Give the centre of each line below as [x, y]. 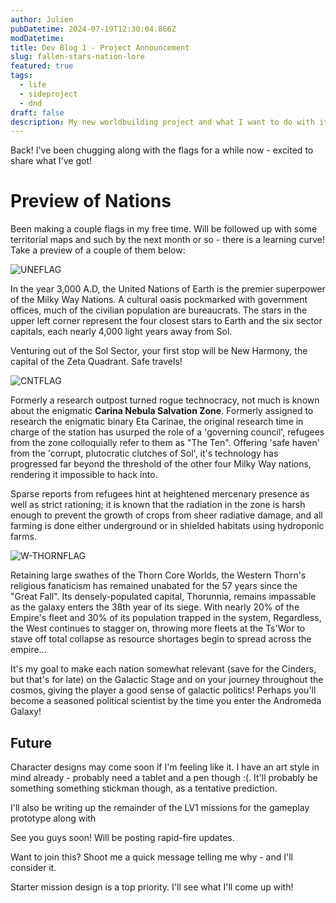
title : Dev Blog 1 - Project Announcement [100, 47]
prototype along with [53, 818]
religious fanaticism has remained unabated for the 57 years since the [154, 586]
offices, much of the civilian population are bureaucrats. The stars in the [159, 310]
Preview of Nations [91, 201]
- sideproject [48, 94]
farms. [23, 537]
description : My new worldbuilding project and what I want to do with [162, 122]
